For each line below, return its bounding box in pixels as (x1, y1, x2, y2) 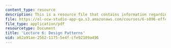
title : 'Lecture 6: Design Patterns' (5, 30, 85, 35)
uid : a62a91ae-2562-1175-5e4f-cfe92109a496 (5, 35, 99, 40)
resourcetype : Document (5, 26, 56, 31)
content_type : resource (5, 7, 56, 12)
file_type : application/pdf (5, 21, 65, 26)
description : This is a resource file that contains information (5, 12, 147, 17)
